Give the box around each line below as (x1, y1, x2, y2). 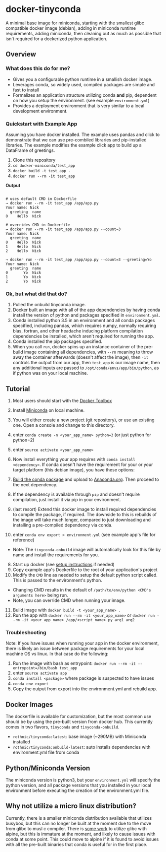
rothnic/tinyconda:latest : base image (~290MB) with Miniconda (12, 733, 147, 740)
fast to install (12, 87, 39, 93)
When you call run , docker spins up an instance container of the (12, 344, 143, 350)
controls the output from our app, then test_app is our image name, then (12, 360, 160, 366)
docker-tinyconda (5, 3, 81, 15)
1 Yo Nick (5, 274, 41, 279)
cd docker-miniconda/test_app (12, 163, 76, 168)
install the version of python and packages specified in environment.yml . (12, 312, 160, 318)
